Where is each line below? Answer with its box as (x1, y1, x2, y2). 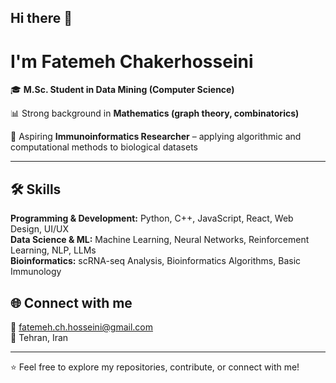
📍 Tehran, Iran (10, 331, 69, 343)
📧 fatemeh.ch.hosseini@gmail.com (10, 321, 153, 333)
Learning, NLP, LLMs (10, 244, 97, 256)
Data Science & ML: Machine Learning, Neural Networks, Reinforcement (10, 234, 310, 246)
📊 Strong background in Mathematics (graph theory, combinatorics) (10, 107, 300, 120)
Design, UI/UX (10, 223, 70, 235)
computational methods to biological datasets (10, 141, 198, 153)
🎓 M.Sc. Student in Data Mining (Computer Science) (10, 84, 235, 96)
